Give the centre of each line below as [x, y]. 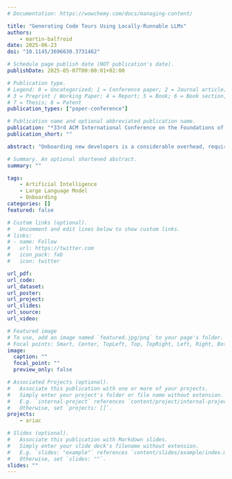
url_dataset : [26, 287]
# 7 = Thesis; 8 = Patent [44, 102]
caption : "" [31, 357]
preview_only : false [43, 370]
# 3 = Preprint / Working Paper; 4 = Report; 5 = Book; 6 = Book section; [117, 96]
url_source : [24, 312]
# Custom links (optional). [48, 223]
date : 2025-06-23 [32, 46]
